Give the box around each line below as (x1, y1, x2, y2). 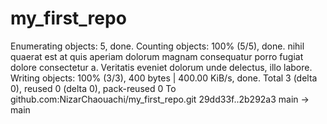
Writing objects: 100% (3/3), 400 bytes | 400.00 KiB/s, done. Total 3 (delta (10, 72, 318, 84)
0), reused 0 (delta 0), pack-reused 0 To (10, 82, 177, 94)
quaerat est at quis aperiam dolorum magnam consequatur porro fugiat (10, 50, 304, 62)
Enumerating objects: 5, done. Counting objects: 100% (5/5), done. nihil (10, 40, 305, 52)
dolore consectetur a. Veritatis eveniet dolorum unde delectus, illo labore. (10, 61, 313, 73)
